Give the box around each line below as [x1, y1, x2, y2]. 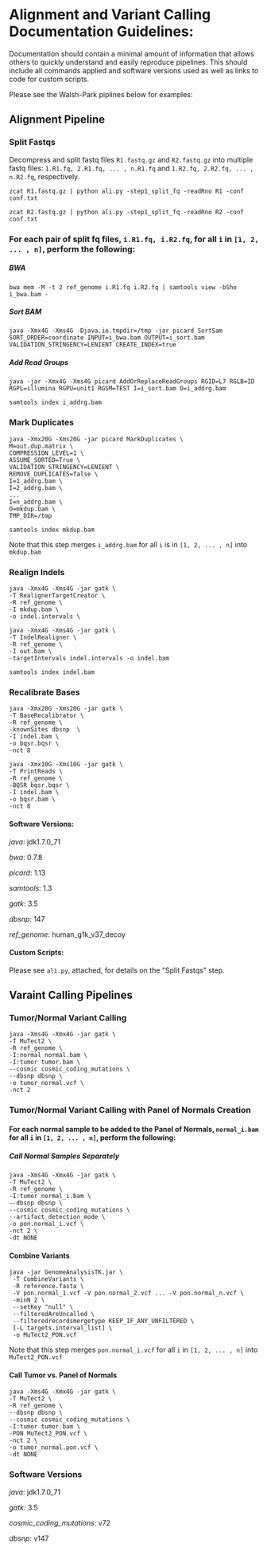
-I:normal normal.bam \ [9, 1052, 88, 1059]
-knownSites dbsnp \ [9, 726, 81, 734]
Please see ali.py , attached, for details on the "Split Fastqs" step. [9, 965, 225, 975]
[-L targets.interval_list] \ [12, 1324, 113, 1332]
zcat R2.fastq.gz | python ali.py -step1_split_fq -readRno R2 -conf [9, 208, 245, 216]
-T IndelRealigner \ [9, 633, 78, 642]
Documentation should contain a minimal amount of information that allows [9, 49, 255, 58]
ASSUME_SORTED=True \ [9, 456, 81, 464]
